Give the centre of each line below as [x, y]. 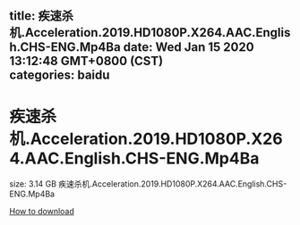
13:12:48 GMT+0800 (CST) [86, 61]
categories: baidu [60, 75]
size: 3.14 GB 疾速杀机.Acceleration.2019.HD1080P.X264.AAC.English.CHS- [148, 184]
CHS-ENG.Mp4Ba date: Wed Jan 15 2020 [137, 47]
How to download [42, 212]
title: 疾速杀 [42, 16]
